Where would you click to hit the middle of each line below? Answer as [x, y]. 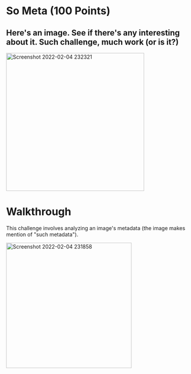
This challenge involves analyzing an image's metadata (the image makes [96, 228]
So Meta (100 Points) [58, 11]
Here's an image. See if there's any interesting [93, 33]
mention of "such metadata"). [42, 234]
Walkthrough [39, 212]
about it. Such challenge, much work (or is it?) [93, 42]
